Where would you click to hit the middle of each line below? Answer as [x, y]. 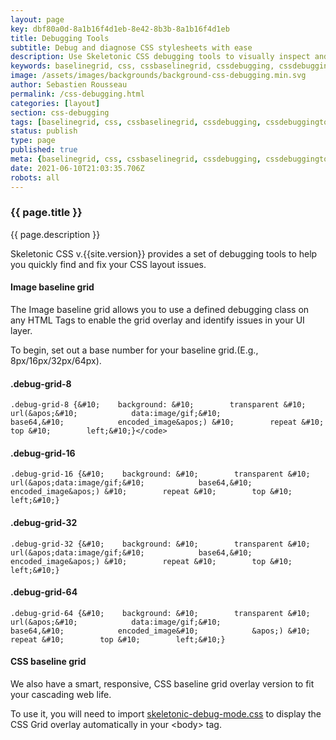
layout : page [37, 19]
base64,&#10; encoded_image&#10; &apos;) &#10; [160, 631]
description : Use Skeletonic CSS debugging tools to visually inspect [160, 57]
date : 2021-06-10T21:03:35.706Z [77, 168]
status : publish [44, 131]
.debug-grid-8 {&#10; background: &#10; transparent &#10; [158, 405]
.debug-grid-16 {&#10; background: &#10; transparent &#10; [160, 474]
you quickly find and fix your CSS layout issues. [108, 264]
